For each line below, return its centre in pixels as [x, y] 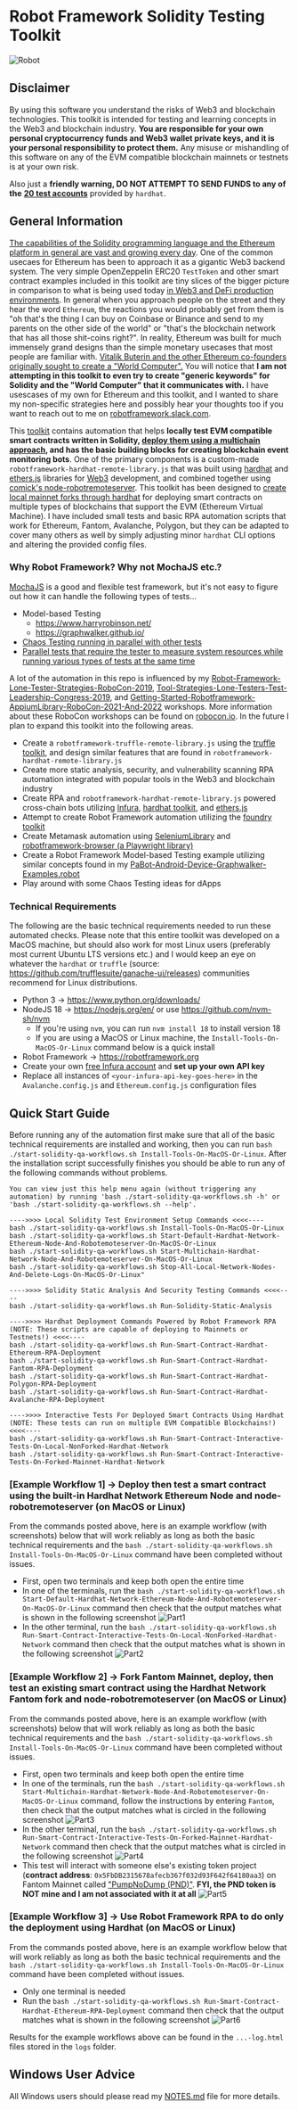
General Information [66, 222]
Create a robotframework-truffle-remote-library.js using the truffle [149, 743]
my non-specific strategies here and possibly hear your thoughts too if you [146, 404]
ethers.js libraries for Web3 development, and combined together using [140, 478]
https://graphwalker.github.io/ [90, 632]
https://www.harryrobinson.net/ [93, 622]
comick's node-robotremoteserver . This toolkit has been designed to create [148, 487]
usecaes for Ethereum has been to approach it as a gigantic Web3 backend [147, 261]
